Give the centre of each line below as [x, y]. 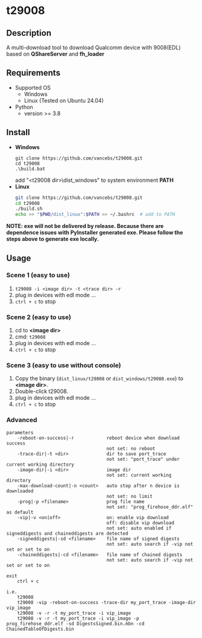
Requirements [33, 73]
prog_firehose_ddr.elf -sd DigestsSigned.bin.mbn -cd [76, 623]
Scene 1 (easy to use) [38, 275]
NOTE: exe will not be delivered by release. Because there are [85, 226]
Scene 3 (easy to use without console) [64, 366]
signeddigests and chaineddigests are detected [67, 533]
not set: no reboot [131, 448]
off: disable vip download [140, 523]
